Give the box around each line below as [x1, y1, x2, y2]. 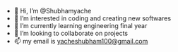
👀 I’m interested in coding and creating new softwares [13, 14, 172, 22]
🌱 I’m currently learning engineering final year [13, 22, 148, 30]
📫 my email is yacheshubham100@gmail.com [13, 37, 148, 45]
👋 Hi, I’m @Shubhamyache [13, 7, 92, 15]
